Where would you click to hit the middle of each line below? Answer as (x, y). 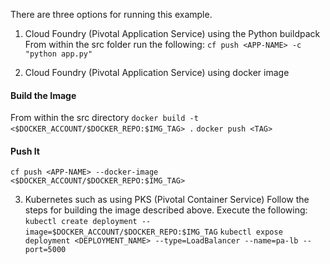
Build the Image (43, 95)
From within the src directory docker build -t (104, 118)
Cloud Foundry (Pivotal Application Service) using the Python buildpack (172, 33)
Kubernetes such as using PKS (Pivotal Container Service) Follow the (167, 200)
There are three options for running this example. (111, 14)
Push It (25, 151)
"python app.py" (58, 54)
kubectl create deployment (81, 222)
